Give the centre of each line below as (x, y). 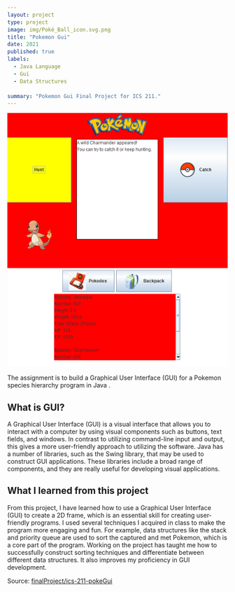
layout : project (31, 15)
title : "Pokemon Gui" (39, 37)
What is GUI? (36, 407)
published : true (31, 52)
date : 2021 (23, 44)
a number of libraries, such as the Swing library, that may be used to (106, 454)
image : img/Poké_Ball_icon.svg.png (59, 29)
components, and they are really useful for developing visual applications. (114, 469)
